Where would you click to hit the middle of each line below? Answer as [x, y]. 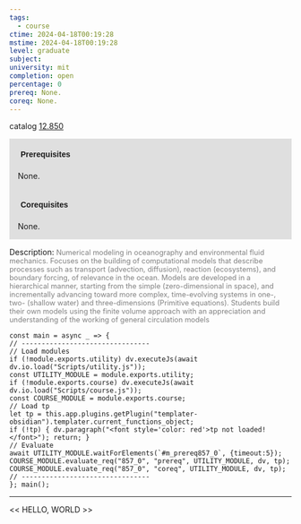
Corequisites [45, 205]
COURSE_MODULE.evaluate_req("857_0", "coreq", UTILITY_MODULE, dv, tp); [148, 469]
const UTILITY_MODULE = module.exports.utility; [102, 375]
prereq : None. [36, 92]
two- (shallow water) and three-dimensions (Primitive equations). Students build [145, 303]
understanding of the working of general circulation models [110, 320]
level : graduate [39, 51]
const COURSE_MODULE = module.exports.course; [98, 399]
